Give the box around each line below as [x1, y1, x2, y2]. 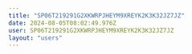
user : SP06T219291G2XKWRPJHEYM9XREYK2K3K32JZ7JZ [8, 26, 174, 34]
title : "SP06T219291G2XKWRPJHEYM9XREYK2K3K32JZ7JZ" [8, 11, 185, 20]
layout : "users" [8, 33, 63, 42]
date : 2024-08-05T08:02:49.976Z [8, 19, 116, 27]
